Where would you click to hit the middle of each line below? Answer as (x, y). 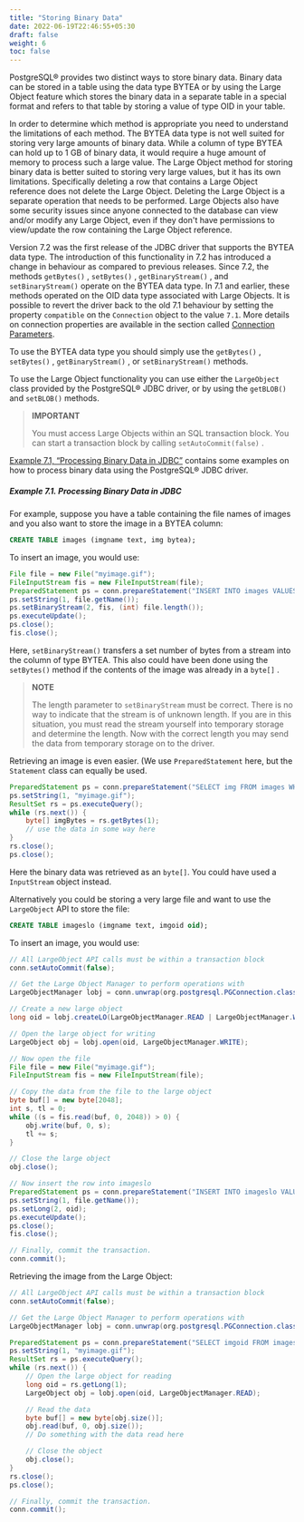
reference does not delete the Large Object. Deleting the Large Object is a (147, 191)
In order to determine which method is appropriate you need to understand (149, 124)
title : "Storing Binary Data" (66, 18)
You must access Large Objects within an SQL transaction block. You (160, 434)
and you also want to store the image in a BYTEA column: (116, 523)
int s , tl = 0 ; (38, 1109)
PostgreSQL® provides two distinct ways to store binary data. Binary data (146, 77)
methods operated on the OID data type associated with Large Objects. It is (150, 296)
